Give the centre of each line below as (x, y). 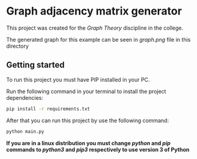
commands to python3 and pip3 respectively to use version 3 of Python (98, 149)
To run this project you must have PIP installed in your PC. (78, 79)
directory (17, 46)
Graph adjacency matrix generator (94, 11)
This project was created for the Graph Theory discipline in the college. (95, 28)
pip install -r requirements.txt (48, 109)
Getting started (36, 65)
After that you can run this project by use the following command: (88, 120)
